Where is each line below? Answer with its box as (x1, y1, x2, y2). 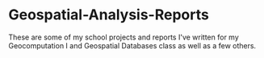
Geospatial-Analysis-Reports (8, 6, 210, 24)
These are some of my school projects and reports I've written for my (8, 32, 240, 42)
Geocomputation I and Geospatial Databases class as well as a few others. (8, 40, 257, 50)
